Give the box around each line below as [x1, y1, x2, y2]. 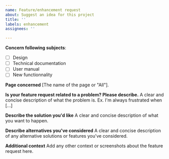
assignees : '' [5, 26, 36, 31]
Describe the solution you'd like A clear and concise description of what [5, 112, 159, 118]
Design [12, 54, 28, 61]
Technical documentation [12, 60, 66, 67]
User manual [12, 66, 40, 72]
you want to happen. [5, 118, 48, 124]
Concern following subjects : [5, 45, 67, 51]
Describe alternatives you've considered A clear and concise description [5, 128, 161, 134]
